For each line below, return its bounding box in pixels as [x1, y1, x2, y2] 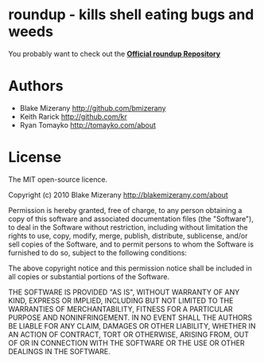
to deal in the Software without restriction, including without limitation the [8, 222, 248, 232]
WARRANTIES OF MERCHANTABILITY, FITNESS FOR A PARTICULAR [8, 304, 233, 314]
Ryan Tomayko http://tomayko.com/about [19, 120, 157, 129]
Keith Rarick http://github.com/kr [19, 112, 127, 121]
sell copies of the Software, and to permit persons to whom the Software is [8, 239, 254, 249]
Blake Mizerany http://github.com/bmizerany [19, 103, 166, 112]
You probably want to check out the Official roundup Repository [8, 49, 221, 58]
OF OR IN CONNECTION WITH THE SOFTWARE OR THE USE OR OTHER [8, 337, 245, 348]
